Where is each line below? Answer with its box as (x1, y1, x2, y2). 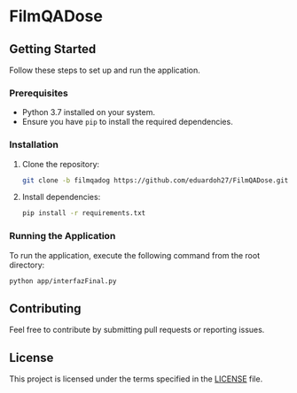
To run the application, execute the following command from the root (9, 250, 260, 260)
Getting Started (9, 42, 97, 57)
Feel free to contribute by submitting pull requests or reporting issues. (9, 325, 265, 335)
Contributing (9, 301, 82, 316)
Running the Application (9, 230, 116, 243)
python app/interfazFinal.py (9, 276, 117, 285)
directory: (9, 259, 45, 270)
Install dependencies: (21, 192, 101, 203)
